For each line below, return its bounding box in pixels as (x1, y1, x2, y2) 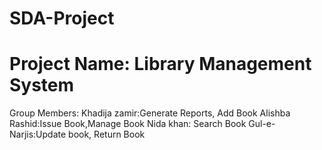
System (9, 74, 75, 97)
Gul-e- (248, 118, 276, 130)
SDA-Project (9, 7, 115, 30)
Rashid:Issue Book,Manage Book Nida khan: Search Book (9, 118, 247, 130)
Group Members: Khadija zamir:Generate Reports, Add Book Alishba (9, 107, 291, 119)
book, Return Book (68, 128, 146, 141)
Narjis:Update (9, 128, 67, 141)
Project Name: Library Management (9, 53, 312, 76)
